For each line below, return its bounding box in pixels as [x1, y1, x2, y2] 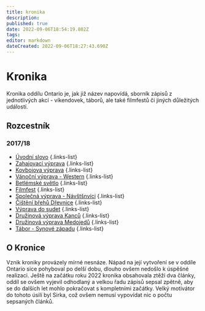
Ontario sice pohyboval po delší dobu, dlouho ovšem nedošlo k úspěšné [6, 265, 189, 273]
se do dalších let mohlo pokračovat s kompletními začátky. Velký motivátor [6, 285, 195, 292]
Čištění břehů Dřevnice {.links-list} [15, 199, 102, 206]
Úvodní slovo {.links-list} [15, 153, 78, 160]
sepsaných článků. [6, 298, 54, 305]
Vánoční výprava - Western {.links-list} [15, 172, 114, 180]
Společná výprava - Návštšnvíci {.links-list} [15, 192, 125, 199]
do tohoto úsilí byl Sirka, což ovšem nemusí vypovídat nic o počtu [6, 291, 172, 299]
